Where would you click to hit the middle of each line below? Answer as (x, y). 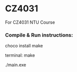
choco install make (24, 46)
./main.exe (16, 65)
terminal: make (20, 55)
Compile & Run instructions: (39, 35)
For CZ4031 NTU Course (30, 22)
